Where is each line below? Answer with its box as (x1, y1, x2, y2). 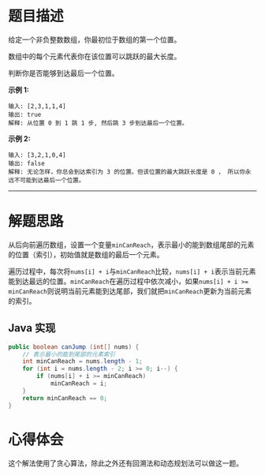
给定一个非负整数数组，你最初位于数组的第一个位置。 (8, 35, 181, 44)
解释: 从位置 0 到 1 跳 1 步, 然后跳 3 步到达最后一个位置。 (8, 119, 188, 127)
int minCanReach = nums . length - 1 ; (22, 357, 144, 365)
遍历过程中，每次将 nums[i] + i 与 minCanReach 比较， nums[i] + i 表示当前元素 (8, 266, 256, 276)
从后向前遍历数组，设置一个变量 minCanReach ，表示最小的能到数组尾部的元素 (8, 240, 255, 249)
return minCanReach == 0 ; (22, 394, 108, 402)
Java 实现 (8, 321, 56, 335)
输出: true (8, 110, 42, 118)
